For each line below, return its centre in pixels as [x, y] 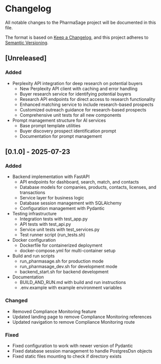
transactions [32, 192]
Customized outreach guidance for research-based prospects [83, 109]
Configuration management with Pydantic [62, 208]
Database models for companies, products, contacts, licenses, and [88, 187]
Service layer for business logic [52, 198]
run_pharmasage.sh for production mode [62, 261]
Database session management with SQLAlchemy [71, 203]
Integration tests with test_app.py [54, 219]
